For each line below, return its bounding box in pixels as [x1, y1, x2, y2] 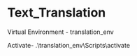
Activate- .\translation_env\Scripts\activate [7, 41, 131, 49]
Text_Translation [7, 5, 106, 21]
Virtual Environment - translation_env [7, 28, 114, 36]
